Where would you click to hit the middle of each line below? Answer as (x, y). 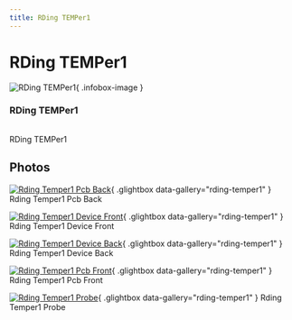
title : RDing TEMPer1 (50, 18)
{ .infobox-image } (109, 87)
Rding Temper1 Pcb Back (56, 198)
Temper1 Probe (38, 306)
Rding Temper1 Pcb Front (57, 279)
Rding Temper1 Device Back (61, 252)
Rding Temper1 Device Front (62, 225)
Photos (30, 168)
